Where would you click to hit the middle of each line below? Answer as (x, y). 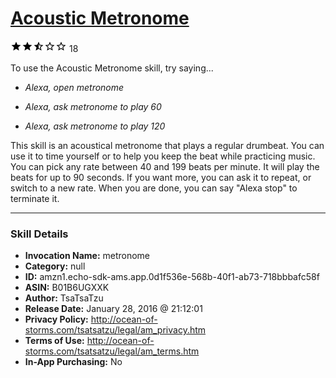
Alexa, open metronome (74, 87)
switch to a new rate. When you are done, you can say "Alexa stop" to (154, 188)
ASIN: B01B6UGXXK (67, 288)
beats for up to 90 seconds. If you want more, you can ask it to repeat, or (161, 177)
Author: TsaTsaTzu (64, 298)
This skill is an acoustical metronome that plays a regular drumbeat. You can (167, 145)
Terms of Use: (54, 341)
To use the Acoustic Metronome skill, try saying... (112, 68)
